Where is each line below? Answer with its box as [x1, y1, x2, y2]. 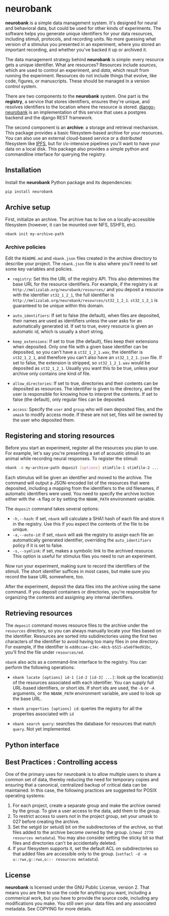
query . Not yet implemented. [12, 726, 72, 732]
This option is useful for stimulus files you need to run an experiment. [12, 553, 157, 559]
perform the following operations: [5, 664, 75, 670]
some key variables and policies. [5, 266, 73, 272]
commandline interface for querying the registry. [5, 151, 106, 157]
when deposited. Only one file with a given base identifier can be [12, 343, 148, 349]
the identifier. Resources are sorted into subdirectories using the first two [5, 633, 157, 639]
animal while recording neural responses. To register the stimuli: [5, 455, 139, 462]
